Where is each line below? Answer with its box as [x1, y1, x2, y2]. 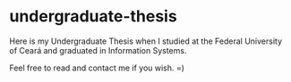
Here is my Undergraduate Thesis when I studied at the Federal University [9, 36, 283, 46]
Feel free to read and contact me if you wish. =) [9, 62, 185, 73]
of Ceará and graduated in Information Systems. [9, 45, 187, 55]
